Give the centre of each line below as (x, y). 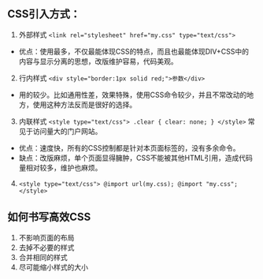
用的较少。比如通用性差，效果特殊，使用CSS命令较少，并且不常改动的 (133, 95)
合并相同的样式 (43, 257)
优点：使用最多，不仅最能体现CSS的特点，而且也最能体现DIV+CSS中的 (134, 51)
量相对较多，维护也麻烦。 (60, 167)
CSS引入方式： (44, 14)
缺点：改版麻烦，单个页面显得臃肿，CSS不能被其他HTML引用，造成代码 (135, 158)
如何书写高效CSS (49, 217)
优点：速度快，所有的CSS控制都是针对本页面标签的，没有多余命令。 (129, 147)
